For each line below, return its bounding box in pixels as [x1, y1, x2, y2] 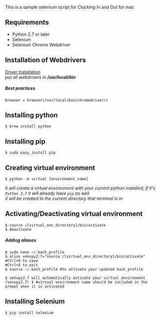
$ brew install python [5, 124, 51, 129]
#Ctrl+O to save [5, 258, 38, 263]
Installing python [5, 111, 58, 119]
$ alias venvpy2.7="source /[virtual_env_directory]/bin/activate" [5, 254, 146, 259]
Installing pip [5, 137, 46, 146]
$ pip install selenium [5, 310, 54, 315]
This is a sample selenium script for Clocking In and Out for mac [5, 4, 135, 10]
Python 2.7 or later [12, 31, 50, 37]
